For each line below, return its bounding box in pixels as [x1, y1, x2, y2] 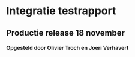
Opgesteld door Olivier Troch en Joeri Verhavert [6, 45, 129, 52]
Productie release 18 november [6, 28, 125, 38]
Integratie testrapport [6, 4, 116, 18]
